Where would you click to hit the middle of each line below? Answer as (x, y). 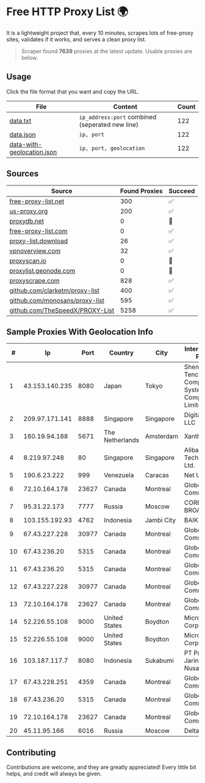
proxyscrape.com (34, 280)
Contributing (31, 752)
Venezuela (119, 475)
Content (125, 106)
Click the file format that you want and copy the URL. (73, 92)
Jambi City (160, 521)
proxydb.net (27, 221)
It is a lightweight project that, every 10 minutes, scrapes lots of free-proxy (100, 33)
